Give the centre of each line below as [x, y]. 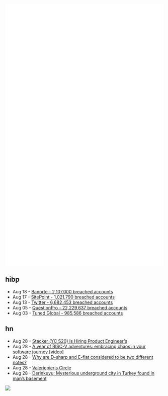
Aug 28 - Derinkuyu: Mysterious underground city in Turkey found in [83, 373]
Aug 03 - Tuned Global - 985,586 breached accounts [68, 313]
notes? [19, 362]
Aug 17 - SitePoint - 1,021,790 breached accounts [63, 297]
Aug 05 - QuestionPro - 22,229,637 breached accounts [70, 307]
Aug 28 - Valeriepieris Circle [42, 368]
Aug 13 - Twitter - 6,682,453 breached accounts [63, 302]
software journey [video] [38, 352]
